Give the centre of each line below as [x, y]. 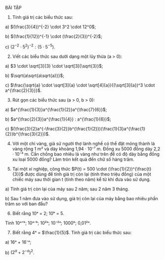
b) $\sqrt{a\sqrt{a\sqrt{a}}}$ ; [35, 75]
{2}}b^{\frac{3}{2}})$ [27, 134]
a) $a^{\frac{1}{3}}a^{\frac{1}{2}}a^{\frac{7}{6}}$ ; [56, 109]
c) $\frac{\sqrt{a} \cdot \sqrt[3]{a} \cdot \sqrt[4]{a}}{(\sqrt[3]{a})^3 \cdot [80, 85]
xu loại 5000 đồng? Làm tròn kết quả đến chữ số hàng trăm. [73, 159]
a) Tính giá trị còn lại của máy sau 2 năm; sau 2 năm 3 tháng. [67, 189]
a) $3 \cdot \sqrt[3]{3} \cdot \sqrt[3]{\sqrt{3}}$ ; [54, 66]
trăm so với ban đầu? [26, 204]
